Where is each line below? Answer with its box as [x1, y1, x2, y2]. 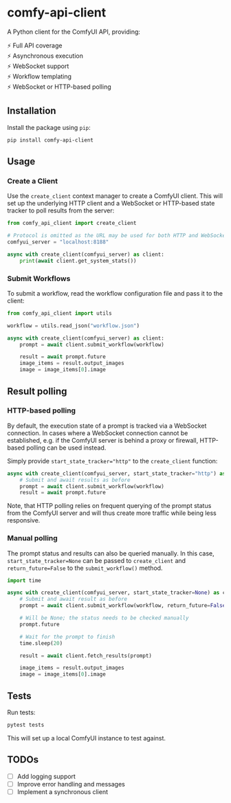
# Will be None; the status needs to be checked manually [19, 615, 189, 621]
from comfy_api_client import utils [7, 309, 112, 317]
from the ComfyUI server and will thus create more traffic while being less [7, 509, 217, 517]
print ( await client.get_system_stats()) [19, 257, 137, 264]
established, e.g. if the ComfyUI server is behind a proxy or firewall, [7, 436, 199, 444]
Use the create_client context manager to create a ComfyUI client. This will [7, 192, 223, 200]
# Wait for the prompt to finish [19, 633, 115, 640]
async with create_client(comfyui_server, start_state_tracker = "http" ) [7, 470, 217, 477]
